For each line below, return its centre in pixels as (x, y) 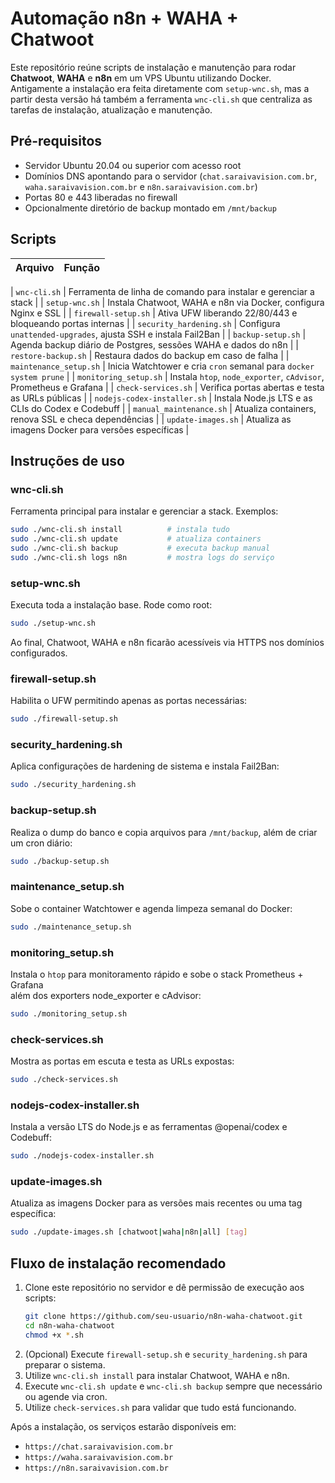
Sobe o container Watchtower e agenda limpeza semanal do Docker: (151, 908)
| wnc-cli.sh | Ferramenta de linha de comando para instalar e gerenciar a (162, 291)
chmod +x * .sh (54, 1335)
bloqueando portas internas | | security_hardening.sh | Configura (145, 323)
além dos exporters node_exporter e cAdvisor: (106, 995)
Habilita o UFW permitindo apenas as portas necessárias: (129, 701)
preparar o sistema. (65, 1364)
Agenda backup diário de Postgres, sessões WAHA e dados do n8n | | (154, 344)
